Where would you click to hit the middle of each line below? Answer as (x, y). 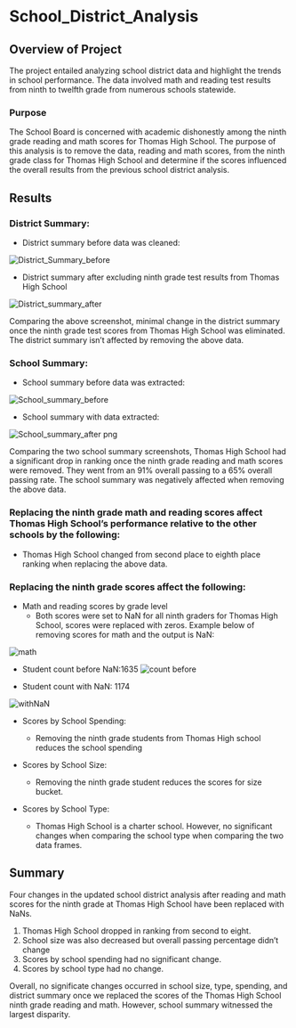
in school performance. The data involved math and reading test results (140, 80)
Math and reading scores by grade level (95, 606)
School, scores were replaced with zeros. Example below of (145, 624)
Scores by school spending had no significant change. (122, 959)
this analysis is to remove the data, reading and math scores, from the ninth (148, 151)
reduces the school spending (89, 747)
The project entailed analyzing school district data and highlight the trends (145, 70)
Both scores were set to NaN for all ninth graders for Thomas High (156, 616)
